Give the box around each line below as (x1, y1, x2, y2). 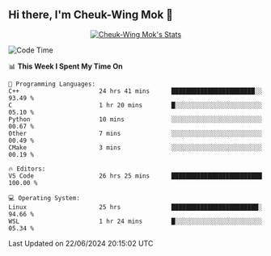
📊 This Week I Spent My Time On (8, 61, 123, 71)
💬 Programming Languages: (8, 80, 95, 88)
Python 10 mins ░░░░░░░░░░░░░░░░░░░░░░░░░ (8, 115, 263, 124)
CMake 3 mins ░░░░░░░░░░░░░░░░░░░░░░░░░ (8, 143, 263, 152)
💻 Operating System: (8, 194, 81, 202)
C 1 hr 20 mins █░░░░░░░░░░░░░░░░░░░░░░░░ (8, 101, 263, 109)
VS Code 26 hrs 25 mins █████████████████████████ (8, 171, 263, 180)
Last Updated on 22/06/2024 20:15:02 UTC (8, 238, 154, 248)
